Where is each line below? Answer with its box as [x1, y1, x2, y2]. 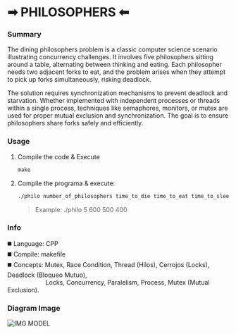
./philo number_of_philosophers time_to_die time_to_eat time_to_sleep [17, 192, 232, 199]
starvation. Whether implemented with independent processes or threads [7, 97, 221, 105]
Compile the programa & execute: [17, 179, 116, 187]
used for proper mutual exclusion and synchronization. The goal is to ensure [7, 111, 229, 120]
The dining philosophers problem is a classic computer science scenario [7, 45, 218, 54]
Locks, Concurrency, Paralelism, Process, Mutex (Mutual [45, 278, 210, 286]
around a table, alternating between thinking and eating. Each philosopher [7, 61, 223, 69]
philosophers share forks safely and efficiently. [7, 119, 144, 128]
